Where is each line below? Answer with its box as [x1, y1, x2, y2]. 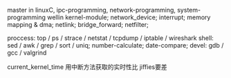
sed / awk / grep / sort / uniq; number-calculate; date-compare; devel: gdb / [7, 41, 224, 49]
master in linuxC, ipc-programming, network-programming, [7, 6, 176, 14]
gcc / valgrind [7, 48, 47, 57]
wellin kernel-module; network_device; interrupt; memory [47, 13, 211, 21]
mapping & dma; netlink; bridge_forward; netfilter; [7, 21, 149, 28]
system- [177, 6, 201, 14]
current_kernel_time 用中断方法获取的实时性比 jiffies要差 [7, 63, 167, 71]
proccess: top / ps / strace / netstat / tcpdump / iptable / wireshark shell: [7, 34, 214, 42]
